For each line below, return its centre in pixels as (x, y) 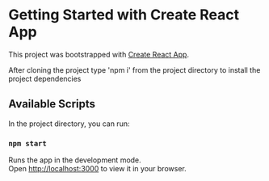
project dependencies (45, 78)
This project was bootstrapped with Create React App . (99, 54)
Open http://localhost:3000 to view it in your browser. (98, 169)
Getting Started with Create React (124, 15)
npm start (27, 143)
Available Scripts (52, 104)
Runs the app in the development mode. (75, 160)
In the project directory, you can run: (69, 124)
